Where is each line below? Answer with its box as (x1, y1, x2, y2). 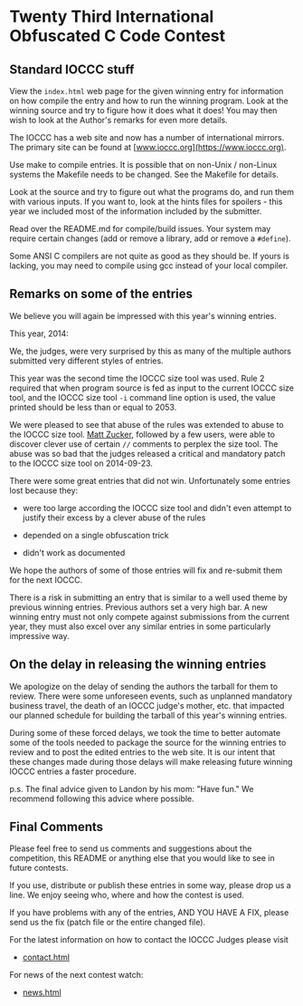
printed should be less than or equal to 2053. (9, 401, 177, 412)
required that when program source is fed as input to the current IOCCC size (9, 382, 295, 393)
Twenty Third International (9, 6, 214, 27)
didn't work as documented (22, 547, 126, 558)
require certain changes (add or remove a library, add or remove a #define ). (9, 233, 291, 244)
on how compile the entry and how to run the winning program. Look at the (9, 95, 289, 106)
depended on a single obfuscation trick (22, 529, 169, 540)
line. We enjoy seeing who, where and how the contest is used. (9, 890, 244, 901)
